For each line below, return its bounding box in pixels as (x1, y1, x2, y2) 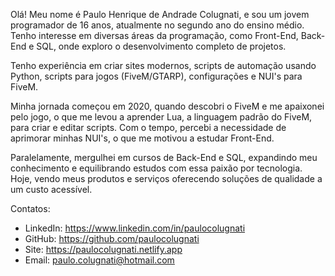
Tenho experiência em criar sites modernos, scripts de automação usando (10, 60, 317, 71)
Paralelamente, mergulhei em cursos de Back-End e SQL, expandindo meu (10, 152, 318, 163)
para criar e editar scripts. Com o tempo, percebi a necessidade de (10, 122, 287, 133)
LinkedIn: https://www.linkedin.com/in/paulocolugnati (24, 222, 246, 234)
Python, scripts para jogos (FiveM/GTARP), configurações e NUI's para (10, 70, 303, 82)
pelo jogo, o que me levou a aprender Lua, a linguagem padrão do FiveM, (10, 111, 313, 123)
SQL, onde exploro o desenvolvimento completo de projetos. (36, 40, 287, 52)
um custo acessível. (10, 184, 93, 195)
